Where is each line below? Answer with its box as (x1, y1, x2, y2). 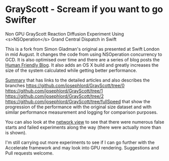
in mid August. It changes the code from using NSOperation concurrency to (5, 51, 162, 57)
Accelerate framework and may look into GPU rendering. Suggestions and (5, 144, 159, 150)
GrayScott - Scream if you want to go (5, 4, 163, 15)
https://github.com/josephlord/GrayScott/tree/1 (5, 88, 103, 94)
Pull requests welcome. (5, 150, 54, 156)
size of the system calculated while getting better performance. (5, 67, 137, 73)
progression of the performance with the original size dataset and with (5, 104, 152, 110)
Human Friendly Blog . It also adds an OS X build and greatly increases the (5, 62, 159, 68)
